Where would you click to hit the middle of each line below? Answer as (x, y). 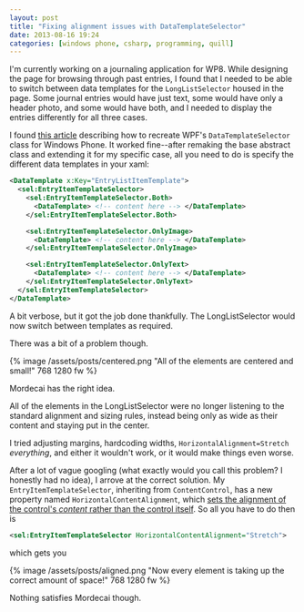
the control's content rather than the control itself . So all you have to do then (152, 509)
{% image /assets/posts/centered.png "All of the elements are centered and (152, 361)
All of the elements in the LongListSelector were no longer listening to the (147, 405)
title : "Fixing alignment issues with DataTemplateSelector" (128, 26)
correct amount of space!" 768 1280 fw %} (90, 580)
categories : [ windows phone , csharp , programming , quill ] (122, 43)
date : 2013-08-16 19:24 (55, 35)
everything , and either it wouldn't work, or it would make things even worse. (152, 453)
